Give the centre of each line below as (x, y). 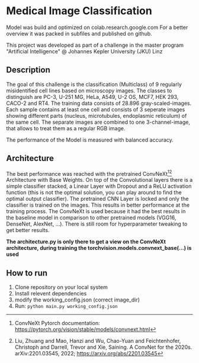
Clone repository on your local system (61, 287)
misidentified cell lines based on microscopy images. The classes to (89, 91)
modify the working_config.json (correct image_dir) (77, 300)
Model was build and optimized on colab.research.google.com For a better (97, 27)
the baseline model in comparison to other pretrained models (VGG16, (91, 218)
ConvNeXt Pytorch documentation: (57, 323)
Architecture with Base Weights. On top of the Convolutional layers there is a (99, 180)
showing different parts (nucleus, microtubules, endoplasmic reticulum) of (97, 115)
